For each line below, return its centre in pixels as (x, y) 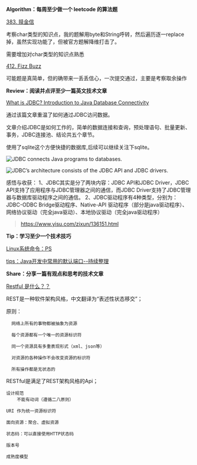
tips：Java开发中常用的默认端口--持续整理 (58, 261)
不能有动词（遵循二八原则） (45, 399)
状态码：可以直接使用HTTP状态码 (40, 434)
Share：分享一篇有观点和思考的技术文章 (55, 274)
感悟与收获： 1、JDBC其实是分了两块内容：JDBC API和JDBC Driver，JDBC (98, 183)
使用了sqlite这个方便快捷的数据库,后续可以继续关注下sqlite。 (79, 147)
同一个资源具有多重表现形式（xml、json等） (58, 346)
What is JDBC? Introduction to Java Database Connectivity (78, 102)
